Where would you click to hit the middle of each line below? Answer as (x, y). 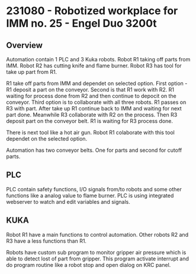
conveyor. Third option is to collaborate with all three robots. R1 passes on (96, 102)
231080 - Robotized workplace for (92, 11)
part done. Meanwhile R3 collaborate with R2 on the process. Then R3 (92, 115)
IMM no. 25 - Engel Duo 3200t (81, 23)
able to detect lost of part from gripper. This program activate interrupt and (98, 259)
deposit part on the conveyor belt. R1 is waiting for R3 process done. (90, 121)
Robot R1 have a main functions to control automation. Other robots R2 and (97, 234)
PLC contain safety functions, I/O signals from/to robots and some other (94, 189)
